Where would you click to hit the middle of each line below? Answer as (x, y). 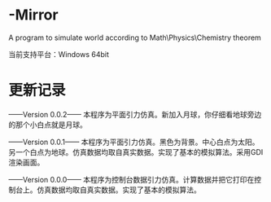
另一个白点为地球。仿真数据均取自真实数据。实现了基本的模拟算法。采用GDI (136, 151)
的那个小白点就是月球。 (48, 125)
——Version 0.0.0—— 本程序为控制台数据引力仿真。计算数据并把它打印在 (131, 179)
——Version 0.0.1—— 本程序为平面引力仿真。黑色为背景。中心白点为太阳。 (134, 142)
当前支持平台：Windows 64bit (59, 54)
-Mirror (33, 15)
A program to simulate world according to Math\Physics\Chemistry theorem (135, 37)
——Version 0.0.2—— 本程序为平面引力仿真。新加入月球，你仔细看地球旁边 (135, 114)
